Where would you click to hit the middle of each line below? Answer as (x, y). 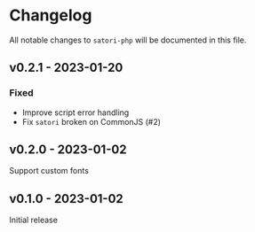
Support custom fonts (49, 171)
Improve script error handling (76, 112)
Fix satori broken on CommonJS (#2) (92, 121)
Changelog (51, 15)
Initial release (33, 220)
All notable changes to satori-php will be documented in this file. (128, 40)
